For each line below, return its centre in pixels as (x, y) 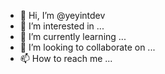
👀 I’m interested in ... (62, 26)
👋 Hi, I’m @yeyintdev (62, 15)
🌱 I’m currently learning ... (73, 36)
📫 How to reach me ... (66, 58)
